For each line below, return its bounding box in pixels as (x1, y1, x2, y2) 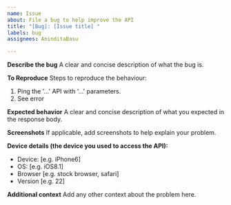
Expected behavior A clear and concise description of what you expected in (7, 108, 225, 116)
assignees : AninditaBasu (7, 36, 79, 43)
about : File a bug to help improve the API (7, 17, 134, 23)
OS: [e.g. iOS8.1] (17, 162, 64, 171)
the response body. (7, 115, 63, 124)
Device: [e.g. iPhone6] (17, 155, 81, 164)
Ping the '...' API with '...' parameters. (17, 87, 121, 96)
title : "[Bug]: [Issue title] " (7, 23, 100, 30)
